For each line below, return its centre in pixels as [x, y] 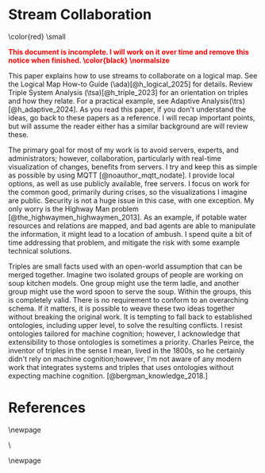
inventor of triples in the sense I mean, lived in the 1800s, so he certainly [127, 350]
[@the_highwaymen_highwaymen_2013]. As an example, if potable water [128, 217]
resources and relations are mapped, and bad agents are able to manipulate [132, 225]
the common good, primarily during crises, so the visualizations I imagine [128, 192]
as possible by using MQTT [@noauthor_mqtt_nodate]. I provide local [122, 175]
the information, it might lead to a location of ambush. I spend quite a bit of [130, 234]
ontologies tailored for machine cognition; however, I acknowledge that [124, 334]
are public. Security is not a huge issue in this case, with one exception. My [131, 200]
